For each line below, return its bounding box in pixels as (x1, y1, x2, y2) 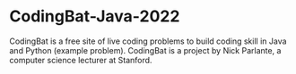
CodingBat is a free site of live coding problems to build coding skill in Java (9, 36, 287, 46)
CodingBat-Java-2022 (9, 6, 180, 27)
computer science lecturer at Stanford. (9, 54, 152, 65)
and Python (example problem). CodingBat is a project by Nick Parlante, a (9, 45, 282, 55)
